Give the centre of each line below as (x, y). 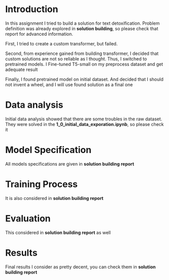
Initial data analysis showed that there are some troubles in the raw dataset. (84, 119)
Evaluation (28, 218)
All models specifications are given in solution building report (70, 164)
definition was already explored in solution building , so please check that (82, 28)
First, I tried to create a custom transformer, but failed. (62, 43)
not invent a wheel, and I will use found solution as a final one (69, 85)
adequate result (21, 69)
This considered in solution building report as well (58, 232)
